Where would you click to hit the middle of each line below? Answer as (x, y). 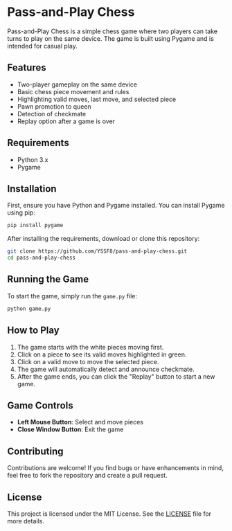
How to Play (34, 331)
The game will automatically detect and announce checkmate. (106, 369)
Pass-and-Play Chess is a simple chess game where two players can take (113, 31)
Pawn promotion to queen (54, 106)
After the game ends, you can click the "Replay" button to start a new (116, 376)
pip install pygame (35, 226)
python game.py (29, 309)
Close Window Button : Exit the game (70, 429)
